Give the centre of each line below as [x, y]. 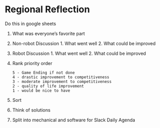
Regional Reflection [48, 9]
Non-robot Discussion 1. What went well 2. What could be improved [84, 43]
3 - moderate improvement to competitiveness [62, 81]
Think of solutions [31, 110]
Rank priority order [32, 63]
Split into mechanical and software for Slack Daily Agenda [74, 120]
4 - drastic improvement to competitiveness [61, 77]
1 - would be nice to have [41, 91]
